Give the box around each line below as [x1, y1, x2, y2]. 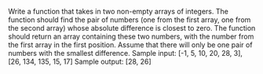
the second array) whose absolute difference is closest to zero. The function [8, 24, 256, 32]
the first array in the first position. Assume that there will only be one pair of [8, 40, 253, 50]
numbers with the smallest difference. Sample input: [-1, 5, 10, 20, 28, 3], [8, 49, 243, 57]
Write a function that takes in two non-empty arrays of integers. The [8, 7, 229, 16]
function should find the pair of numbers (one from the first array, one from [8, 15, 251, 24]
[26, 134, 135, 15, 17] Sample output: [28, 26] [8, 57, 152, 66]
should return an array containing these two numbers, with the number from [8, 31, 254, 41]
